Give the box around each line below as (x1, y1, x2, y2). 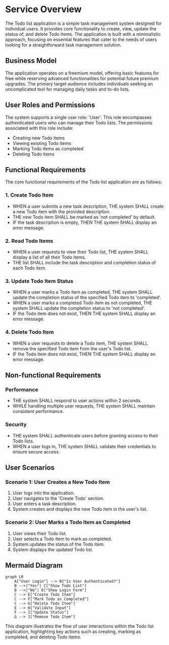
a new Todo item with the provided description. (12, 209, 111, 215)
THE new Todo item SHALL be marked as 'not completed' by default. (12, 214, 156, 220)
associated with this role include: (5, 125, 74, 131)
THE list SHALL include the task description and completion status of (12, 259, 156, 265)
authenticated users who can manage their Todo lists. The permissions (5, 119, 153, 126)
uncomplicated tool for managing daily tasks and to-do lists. (5, 86, 130, 92)
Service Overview (5, 4, 82, 15)
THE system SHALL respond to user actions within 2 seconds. (12, 397, 142, 404)
